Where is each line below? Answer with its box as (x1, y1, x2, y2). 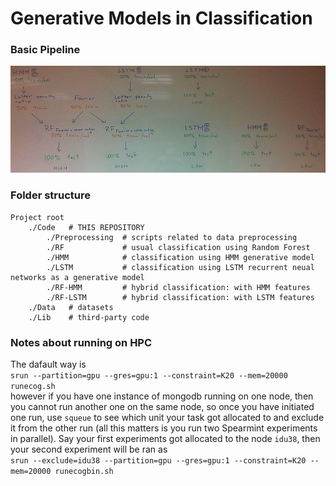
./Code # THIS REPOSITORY (28, 222, 145, 232)
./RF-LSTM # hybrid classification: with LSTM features (46, 292, 315, 302)
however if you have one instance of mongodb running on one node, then (10, 390, 314, 402)
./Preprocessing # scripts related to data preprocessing (46, 232, 298, 242)
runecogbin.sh (54, 466, 114, 476)
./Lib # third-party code (28, 312, 150, 322)
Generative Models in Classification (10, 7, 313, 30)
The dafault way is (10, 358, 87, 370)
